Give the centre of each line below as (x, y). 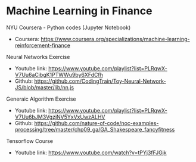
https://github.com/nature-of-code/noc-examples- (97, 123)
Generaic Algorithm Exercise (41, 99)
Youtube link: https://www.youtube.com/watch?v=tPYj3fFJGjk (91, 152)
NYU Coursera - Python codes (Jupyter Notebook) (69, 27)
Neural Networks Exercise (38, 57)
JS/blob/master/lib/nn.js (44, 87)
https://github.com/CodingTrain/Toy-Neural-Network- (100, 81)
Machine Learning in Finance (79, 11)
